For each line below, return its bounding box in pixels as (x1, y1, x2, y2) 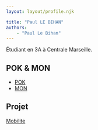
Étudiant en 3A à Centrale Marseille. (6, 46, 92, 53)
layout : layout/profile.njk (6, 8, 75, 15)
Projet (6, 102, 29, 112)
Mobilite (6, 117, 26, 124)
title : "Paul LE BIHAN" (6, 19, 64, 25)
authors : (6, 25, 27, 30)
